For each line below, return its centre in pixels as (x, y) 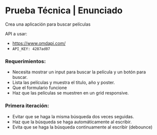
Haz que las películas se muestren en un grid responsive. (71, 93)
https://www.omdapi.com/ (39, 43)
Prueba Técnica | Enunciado (64, 11)
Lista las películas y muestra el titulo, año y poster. (63, 83)
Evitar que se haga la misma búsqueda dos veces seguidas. (73, 116)
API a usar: (16, 34)
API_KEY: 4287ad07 (31, 49)
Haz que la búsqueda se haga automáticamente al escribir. (72, 122)
